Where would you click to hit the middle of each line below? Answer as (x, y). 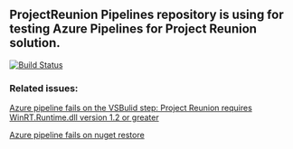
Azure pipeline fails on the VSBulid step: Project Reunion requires (131, 108)
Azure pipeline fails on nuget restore (77, 135)
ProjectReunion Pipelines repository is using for (146, 15)
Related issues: (44, 88)
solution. (35, 43)
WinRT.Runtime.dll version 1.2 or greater (85, 117)
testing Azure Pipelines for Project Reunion (133, 29)
